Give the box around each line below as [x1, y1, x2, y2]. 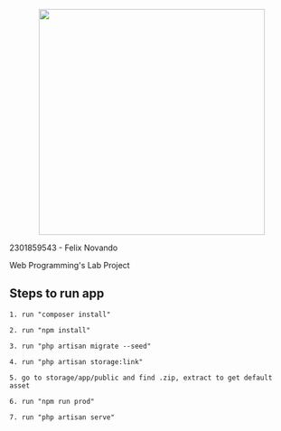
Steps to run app [9, 286, 105, 302]
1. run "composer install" [9, 310, 111, 319]
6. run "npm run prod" [9, 397, 95, 406]
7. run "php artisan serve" [9, 412, 116, 422]
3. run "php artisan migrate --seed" [9, 342, 152, 351]
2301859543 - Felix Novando [9, 242, 118, 253]
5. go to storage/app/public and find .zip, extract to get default [9, 373, 273, 382]
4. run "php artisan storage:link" [9, 357, 144, 366]
